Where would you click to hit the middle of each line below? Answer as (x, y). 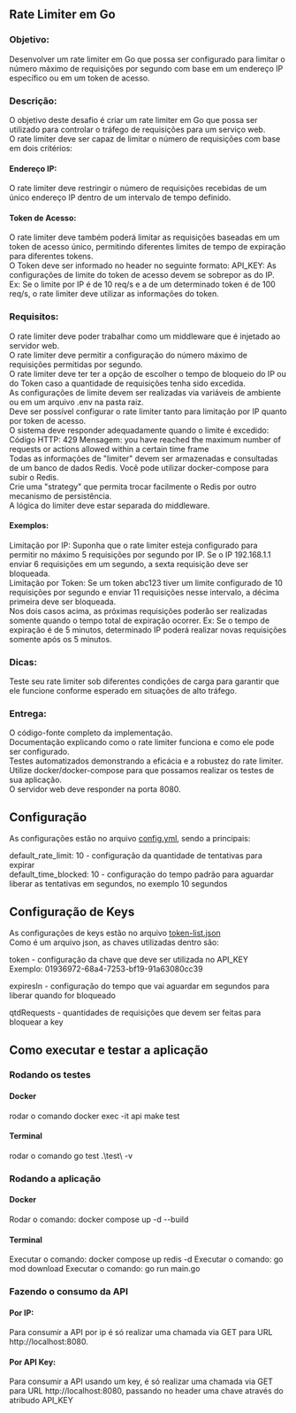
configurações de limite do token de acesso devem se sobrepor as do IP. (142, 275)
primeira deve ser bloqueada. (63, 602)
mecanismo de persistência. (61, 495)
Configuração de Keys (72, 912)
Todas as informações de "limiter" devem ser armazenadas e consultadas (144, 458)
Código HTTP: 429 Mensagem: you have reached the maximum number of (145, 439)
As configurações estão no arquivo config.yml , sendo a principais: (130, 839)
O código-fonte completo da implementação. (91, 733)
